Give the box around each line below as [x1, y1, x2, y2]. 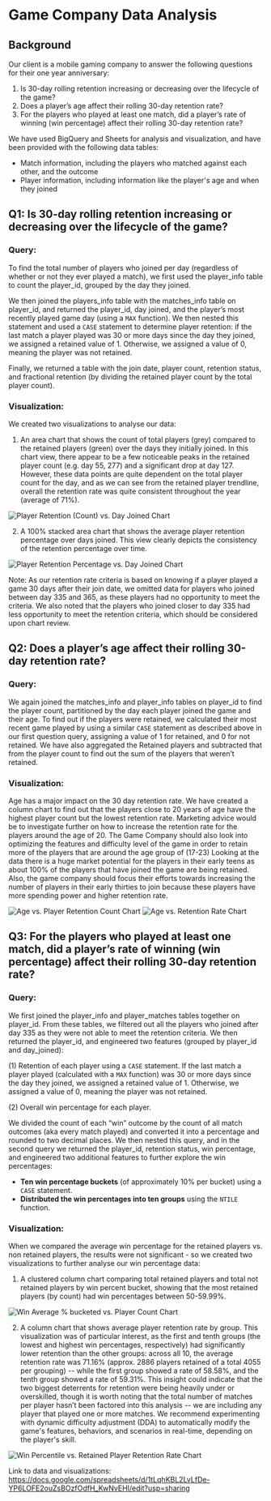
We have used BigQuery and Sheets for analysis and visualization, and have [8, 134, 261, 143]
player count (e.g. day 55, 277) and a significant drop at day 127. [19, 460, 235, 470]
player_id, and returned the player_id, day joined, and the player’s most [8, 304, 245, 314]
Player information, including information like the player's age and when [19, 176, 260, 185]
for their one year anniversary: [8, 68, 110, 78]
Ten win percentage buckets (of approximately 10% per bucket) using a [19, 1177, 262, 1187]
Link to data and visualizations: [8, 1465, 112, 1476]
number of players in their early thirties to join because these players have [8, 882, 256, 892]
